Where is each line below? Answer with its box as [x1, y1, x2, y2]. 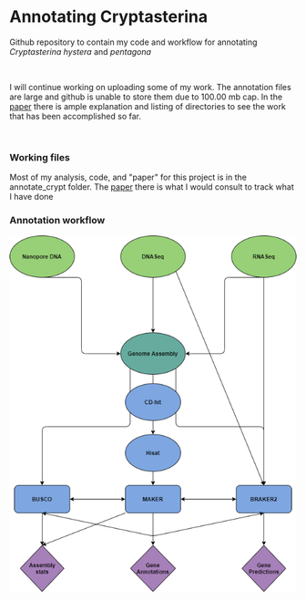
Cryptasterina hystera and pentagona [9, 46, 152, 57]
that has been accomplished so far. [9, 110, 141, 121]
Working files [9, 150, 70, 163]
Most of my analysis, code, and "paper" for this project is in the [9, 171, 248, 183]
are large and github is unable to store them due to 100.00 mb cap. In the [9, 91, 283, 102]
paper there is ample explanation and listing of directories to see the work [9, 100, 287, 111]
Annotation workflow [9, 214, 106, 227]
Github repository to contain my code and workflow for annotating [9, 36, 258, 47]
